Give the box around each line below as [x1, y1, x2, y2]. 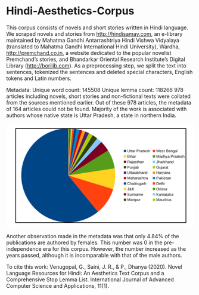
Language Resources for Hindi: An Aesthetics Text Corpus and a [6, 269, 164, 276]
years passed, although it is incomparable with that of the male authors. [6, 251, 182, 259]
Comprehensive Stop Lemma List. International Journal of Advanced [6, 276, 175, 283]
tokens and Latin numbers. [6, 75, 71, 82]
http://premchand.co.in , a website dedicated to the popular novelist [6, 49, 172, 56]
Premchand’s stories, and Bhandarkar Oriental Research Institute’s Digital [6, 56, 186, 63]
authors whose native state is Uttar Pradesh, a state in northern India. [6, 112, 177, 119]
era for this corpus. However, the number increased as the [42, 245, 186, 252]
